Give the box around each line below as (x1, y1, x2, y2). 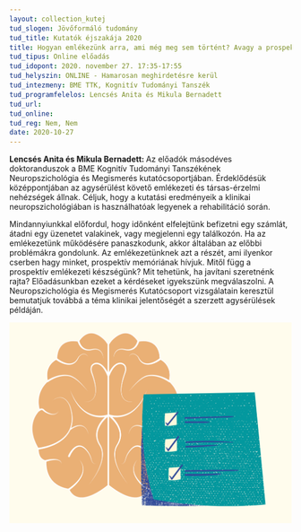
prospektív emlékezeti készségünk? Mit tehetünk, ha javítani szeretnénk (9, 266, 275, 277)
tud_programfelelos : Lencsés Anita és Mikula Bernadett (9, 90, 222, 99)
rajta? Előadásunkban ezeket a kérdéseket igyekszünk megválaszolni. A (9, 276, 275, 287)
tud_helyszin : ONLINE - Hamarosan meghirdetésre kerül (9, 72, 219, 81)
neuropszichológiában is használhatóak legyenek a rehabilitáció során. (9, 202, 271, 213)
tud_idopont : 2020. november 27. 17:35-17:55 (9, 62, 182, 71)
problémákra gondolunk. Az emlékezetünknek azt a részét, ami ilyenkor (9, 248, 273, 258)
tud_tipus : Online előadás (9, 52, 110, 62)
